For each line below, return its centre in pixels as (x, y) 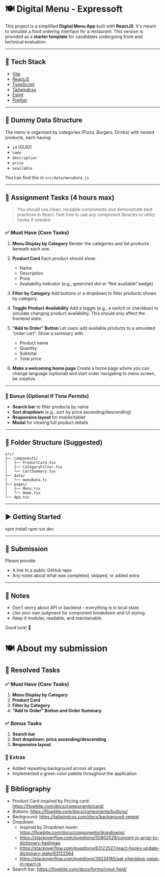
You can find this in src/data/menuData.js (47, 177)
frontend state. (27, 318)
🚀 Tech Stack (26, 62)
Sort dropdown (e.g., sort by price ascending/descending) (72, 412)
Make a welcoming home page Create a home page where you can (81, 368)
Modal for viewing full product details (50, 422)
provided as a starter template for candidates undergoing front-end (74, 37)
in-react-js (30, 864)
